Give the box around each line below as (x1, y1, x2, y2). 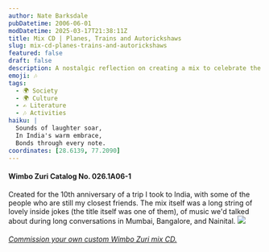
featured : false (8, 49, 63, 57)
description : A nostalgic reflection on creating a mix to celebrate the (8, 64, 262, 72)
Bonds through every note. (15, 138, 106, 147)
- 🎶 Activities (15, 109, 67, 118)
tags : (8, 79, 27, 87)
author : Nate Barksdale (8, 11, 89, 20)
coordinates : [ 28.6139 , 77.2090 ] (8, 147, 121, 155)
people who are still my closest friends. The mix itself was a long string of (8, 198, 253, 208)
